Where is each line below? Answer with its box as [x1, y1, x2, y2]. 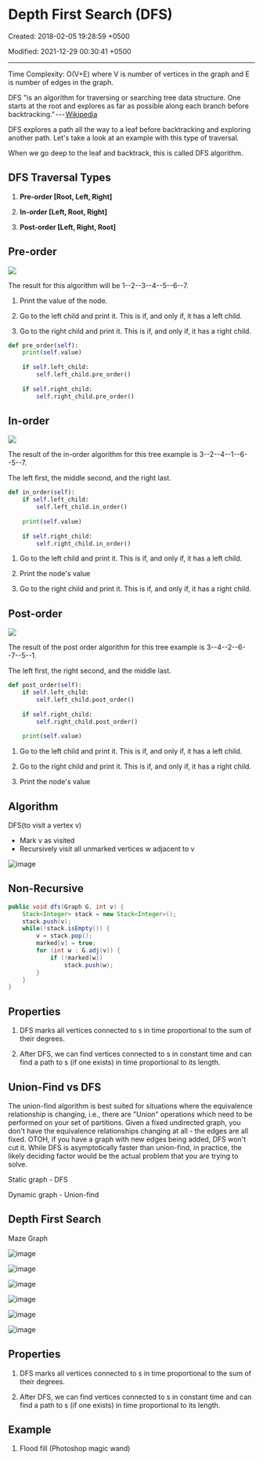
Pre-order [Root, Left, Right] [19, 192, 113, 201]
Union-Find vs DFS [8, 1080, 102, 1094]
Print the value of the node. [19, 296, 108, 305]
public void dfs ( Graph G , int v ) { [8, 903, 124, 911]
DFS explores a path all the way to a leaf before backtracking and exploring [8, 124, 251, 134]
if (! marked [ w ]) [49, 954, 103, 962]
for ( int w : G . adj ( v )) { [36, 947, 121, 955]
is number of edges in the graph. [8, 77, 113, 87]
